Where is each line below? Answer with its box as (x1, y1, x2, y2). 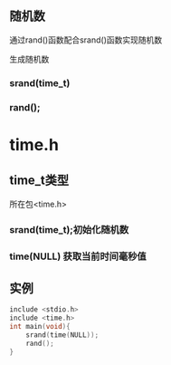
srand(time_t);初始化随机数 (9, 223, 129, 235)
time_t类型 (9, 173, 70, 188)
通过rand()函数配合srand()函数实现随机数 (9, 34, 163, 45)
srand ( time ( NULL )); (25, 330, 100, 340)
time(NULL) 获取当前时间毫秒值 (9, 250, 147, 263)
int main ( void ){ (9, 322, 71, 331)
